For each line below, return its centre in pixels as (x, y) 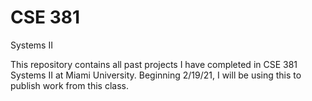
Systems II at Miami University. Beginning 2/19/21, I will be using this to (156, 75)
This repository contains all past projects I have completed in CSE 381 (154, 64)
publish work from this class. (69, 85)
